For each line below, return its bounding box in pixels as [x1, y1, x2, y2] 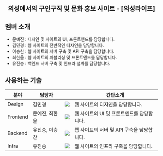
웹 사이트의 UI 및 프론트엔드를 [74, 110, 139, 117]
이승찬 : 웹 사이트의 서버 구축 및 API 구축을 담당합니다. [12, 48, 115, 54]
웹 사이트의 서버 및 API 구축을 [74, 126, 138, 133]
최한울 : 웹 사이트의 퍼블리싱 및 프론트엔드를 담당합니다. [12, 55, 117, 61]
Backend [7, 130, 28, 137]
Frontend [7, 113, 28, 120]
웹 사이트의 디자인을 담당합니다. [74, 101, 143, 108]
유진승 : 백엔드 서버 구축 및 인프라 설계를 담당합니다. [12, 61, 111, 66]
